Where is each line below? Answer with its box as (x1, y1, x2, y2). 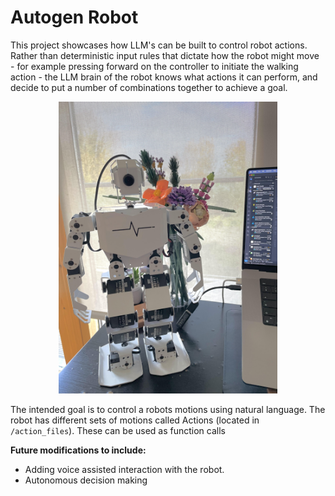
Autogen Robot (10, 6, 139, 29)
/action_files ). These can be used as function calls (10, 424, 226, 436)
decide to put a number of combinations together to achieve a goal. (10, 81, 288, 93)
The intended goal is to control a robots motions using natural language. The (10, 403, 326, 415)
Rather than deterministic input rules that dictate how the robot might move (10, 49, 320, 61)
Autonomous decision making (24, 474, 148, 486)
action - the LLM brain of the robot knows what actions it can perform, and (10, 71, 318, 83)
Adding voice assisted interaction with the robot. (24, 463, 225, 475)
